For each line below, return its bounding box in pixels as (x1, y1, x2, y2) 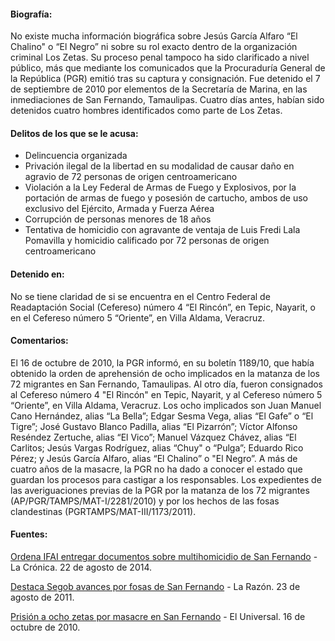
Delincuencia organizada (24, 150, 128, 162)
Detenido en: (10, 268, 65, 280)
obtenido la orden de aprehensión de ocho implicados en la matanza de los (10, 367, 320, 379)
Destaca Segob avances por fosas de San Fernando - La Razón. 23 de (10, 581, 301, 593)
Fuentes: (10, 528, 48, 540)
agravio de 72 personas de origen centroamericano (24, 171, 238, 183)
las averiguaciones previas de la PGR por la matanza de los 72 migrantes (10, 484, 310, 496)
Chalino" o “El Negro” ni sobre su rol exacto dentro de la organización (10, 41, 298, 53)
